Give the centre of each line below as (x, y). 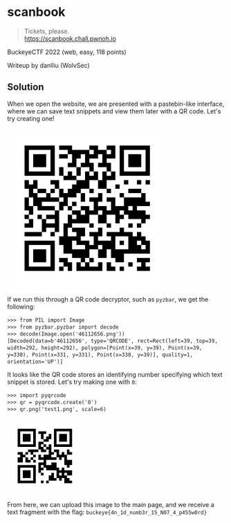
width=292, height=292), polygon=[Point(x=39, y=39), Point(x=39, (105, 348)
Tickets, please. (47, 31)
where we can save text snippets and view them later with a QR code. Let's (114, 111)
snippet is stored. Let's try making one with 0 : (72, 382)
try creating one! (31, 118)
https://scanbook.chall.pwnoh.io (70, 38)
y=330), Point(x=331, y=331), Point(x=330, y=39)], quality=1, (100, 355)
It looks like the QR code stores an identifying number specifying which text (115, 374)
